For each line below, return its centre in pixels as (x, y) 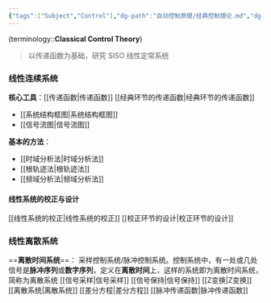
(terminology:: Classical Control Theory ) (75, 39)
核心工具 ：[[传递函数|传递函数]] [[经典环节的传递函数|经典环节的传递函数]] (132, 97)
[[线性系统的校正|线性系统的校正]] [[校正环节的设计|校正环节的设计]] (121, 218)
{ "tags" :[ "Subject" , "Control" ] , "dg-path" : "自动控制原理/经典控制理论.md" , (129, 16)
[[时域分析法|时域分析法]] (62, 159)
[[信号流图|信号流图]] (55, 124)
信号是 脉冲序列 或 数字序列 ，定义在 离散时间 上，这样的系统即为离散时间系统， (135, 270)
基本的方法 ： (29, 141)
